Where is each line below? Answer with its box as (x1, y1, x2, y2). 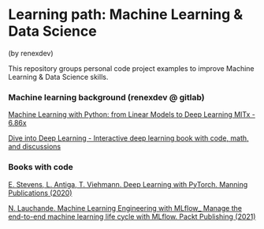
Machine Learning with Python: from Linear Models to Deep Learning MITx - (8, 110, 256, 119)
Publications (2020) (8, 188, 73, 197)
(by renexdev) (8, 48, 54, 58)
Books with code (8, 162, 73, 173)
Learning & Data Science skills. (8, 72, 109, 81)
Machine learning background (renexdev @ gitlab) (8, 92, 205, 103)
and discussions (8, 142, 61, 152)
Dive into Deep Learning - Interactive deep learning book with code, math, (8, 133, 250, 143)
